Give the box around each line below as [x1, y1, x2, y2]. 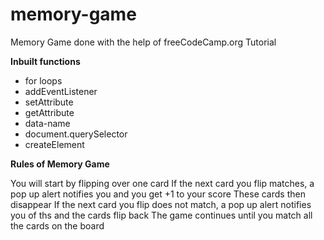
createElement [24, 138, 85, 150]
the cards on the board [10, 219, 105, 232]
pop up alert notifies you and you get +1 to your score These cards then [10, 188, 306, 200]
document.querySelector [24, 128, 128, 140]
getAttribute [24, 106, 75, 118]
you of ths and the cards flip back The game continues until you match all [10, 209, 313, 221]
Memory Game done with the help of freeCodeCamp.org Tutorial [10, 36, 277, 48]
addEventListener [24, 85, 98, 97]
